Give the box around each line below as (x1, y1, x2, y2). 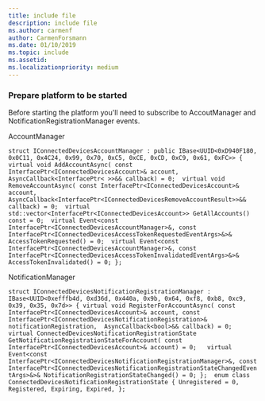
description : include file (8, 19, 98, 27)
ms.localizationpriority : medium (8, 64, 119, 72)
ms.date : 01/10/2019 (8, 41, 77, 49)
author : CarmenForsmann (8, 33, 87, 42)
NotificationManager (8, 272, 75, 282)
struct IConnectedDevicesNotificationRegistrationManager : (8, 288, 212, 296)
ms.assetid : (8, 56, 48, 64)
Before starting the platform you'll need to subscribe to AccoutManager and (8, 108, 256, 118)
